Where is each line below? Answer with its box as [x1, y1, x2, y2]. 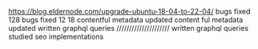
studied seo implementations [8, 32, 104, 41]
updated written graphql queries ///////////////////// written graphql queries [8, 24, 249, 32]
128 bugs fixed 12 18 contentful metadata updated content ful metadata [8, 15, 244, 24]
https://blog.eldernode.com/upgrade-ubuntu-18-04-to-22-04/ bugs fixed [8, 7, 251, 16]
